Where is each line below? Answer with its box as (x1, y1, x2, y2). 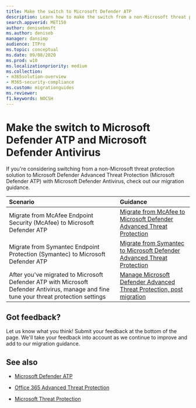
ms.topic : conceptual (6, 47, 59, 53)
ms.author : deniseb (6, 30, 54, 36)
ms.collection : (6, 68, 43, 74)
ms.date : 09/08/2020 (6, 52, 57, 58)
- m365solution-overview (6, 74, 66, 80)
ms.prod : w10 (6, 57, 38, 63)
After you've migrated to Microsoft (9, 270, 103, 279)
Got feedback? (6, 312, 61, 322)
